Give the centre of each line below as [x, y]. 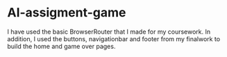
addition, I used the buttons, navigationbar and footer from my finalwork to [114, 38]
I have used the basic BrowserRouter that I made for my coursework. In [109, 32]
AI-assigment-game [67, 13]
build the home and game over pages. [61, 46]
